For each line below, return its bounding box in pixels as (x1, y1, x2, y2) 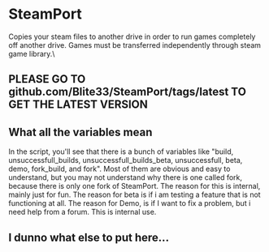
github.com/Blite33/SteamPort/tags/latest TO (8, 85, 246, 99)
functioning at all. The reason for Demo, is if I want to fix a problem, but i (8, 199, 251, 208)
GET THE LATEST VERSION (8, 98, 149, 112)
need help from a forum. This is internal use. (8, 207, 157, 217)
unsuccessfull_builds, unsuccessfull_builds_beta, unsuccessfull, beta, (8, 156, 243, 165)
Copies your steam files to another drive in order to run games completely (8, 32, 256, 41)
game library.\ (8, 49, 55, 58)
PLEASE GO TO (8, 72, 86, 86)
